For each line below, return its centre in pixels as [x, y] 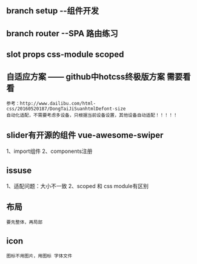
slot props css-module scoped [65, 54]
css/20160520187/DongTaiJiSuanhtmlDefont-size [66, 109]
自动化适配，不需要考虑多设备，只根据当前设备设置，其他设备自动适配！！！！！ [92, 115]
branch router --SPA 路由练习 [62, 33]
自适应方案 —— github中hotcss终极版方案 [86, 77]
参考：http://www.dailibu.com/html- [51, 103]
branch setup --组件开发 [53, 11]
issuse [19, 171]
